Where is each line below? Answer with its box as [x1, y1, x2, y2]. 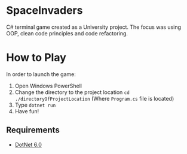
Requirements [6, 125, 60, 135]
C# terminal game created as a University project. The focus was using [6, 23, 181, 31]
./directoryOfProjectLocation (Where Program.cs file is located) [14, 95, 174, 102]
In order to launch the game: [6, 70, 76, 78]
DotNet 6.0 [14, 141, 42, 148]
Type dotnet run [14, 101, 56, 108]
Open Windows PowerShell [14, 82, 82, 89]
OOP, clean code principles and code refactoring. [6, 29, 128, 37]
